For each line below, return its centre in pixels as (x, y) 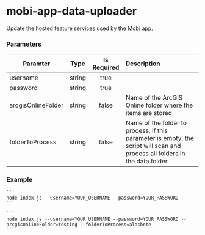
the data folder (146, 162)
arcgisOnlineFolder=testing (42, 225)
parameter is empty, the (160, 138)
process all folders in (155, 154)
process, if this (146, 131)
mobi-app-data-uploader (72, 11)
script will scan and (153, 146)
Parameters (24, 44)
